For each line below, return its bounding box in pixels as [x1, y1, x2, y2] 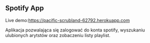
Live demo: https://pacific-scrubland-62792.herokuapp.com [5, 17, 130, 23]
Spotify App [5, 4, 44, 12]
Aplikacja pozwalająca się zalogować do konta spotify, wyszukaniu [5, 27, 145, 33]
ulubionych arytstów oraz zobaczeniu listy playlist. [5, 32, 110, 38]
